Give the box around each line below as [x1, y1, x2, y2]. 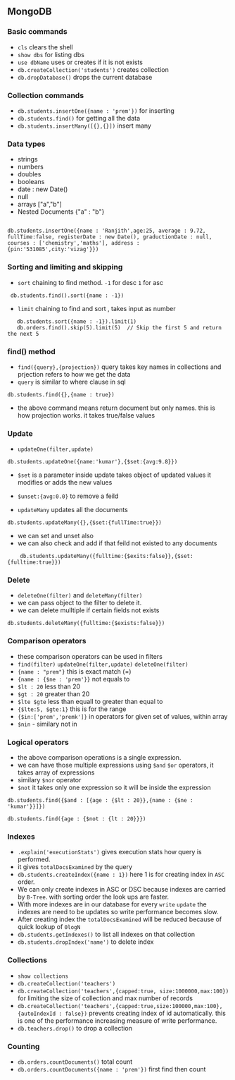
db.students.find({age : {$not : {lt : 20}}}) [7, 815, 146, 823]
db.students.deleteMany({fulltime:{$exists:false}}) [7, 620, 165, 627]
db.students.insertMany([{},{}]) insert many [17, 121, 151, 130]
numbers [17, 162, 44, 171]
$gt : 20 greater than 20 [17, 689, 90, 698]
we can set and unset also [17, 532, 94, 540]
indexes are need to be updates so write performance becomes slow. [17, 908, 219, 916]
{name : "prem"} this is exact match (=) [17, 667, 132, 676]
